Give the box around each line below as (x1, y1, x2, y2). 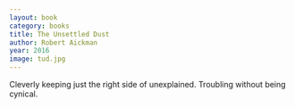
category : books (9, 21, 70, 30)
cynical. (9, 88, 38, 99)
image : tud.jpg (9, 54, 66, 63)
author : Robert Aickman (9, 37, 98, 47)
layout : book (9, 12, 58, 22)
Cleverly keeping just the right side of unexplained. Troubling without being (9, 79, 286, 89)
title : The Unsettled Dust (9, 29, 110, 38)
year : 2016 (9, 46, 50, 55)
